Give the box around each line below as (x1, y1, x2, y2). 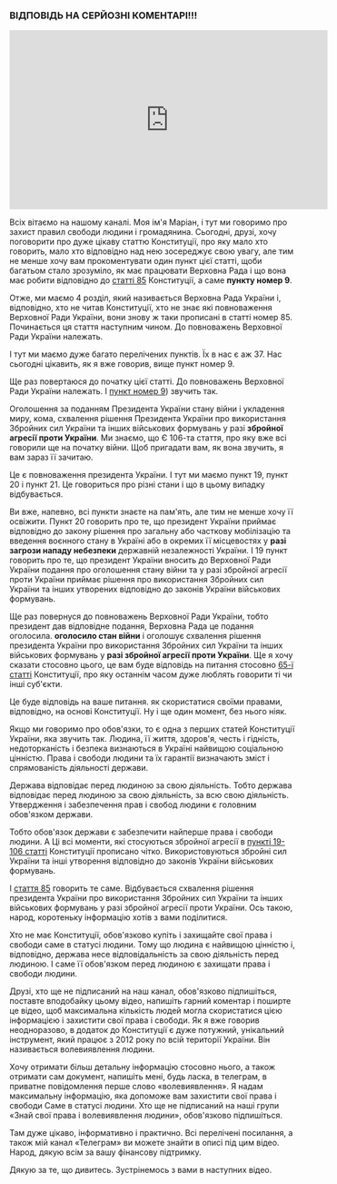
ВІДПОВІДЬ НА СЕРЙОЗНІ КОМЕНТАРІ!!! (9, 9, 198, 22)
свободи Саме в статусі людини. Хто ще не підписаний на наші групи (9, 1100, 280, 1111)
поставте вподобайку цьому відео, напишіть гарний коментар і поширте (9, 996, 292, 1007)
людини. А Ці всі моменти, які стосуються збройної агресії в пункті (9, 836, 272, 847)
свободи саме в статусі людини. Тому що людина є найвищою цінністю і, (9, 939, 295, 950)
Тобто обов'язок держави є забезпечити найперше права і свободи (9, 826, 273, 837)
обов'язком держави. (9, 809, 94, 820)
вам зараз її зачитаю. (9, 451, 94, 463)
